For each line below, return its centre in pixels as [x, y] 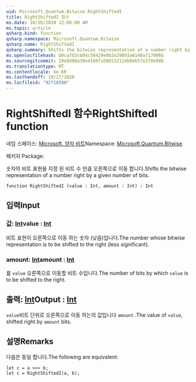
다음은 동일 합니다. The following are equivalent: [62, 357]
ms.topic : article [28, 28]
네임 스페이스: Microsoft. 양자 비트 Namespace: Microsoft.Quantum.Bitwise [94, 143]
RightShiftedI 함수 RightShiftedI [82, 114]
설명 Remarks [30, 342]
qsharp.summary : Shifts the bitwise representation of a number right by [98, 50]
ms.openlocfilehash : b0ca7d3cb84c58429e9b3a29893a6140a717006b [85, 55]
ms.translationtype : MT [35, 66]
